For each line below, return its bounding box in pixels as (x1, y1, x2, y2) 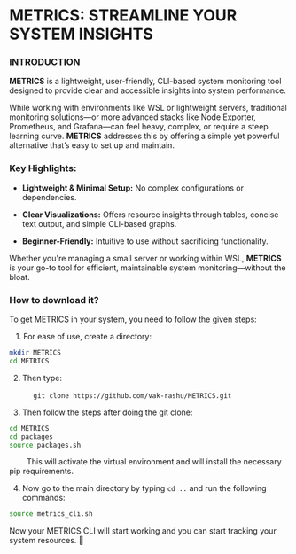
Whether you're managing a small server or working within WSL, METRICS (9, 253, 282, 263)
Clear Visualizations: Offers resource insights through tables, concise (21, 209, 279, 220)
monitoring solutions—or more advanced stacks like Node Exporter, (9, 112, 257, 122)
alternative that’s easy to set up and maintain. (9, 140, 175, 151)
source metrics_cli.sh (9, 510, 93, 519)
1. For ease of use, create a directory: (15, 332, 152, 342)
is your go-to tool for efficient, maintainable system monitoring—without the (9, 262, 286, 273)
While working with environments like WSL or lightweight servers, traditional (9, 103, 288, 113)
